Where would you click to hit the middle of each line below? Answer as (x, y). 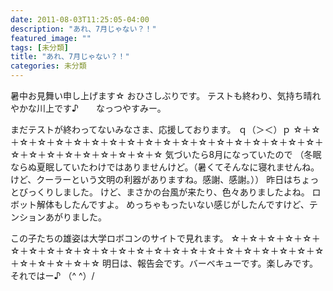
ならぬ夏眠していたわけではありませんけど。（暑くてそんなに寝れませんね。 (165, 167)
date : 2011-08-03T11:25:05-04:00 (80, 19)
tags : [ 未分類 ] (40, 47)
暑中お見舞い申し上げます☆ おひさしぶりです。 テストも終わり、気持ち (157, 95)
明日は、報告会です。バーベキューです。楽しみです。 (210, 263)
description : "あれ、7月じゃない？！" (83, 29)
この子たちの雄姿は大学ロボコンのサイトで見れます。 (119, 238)
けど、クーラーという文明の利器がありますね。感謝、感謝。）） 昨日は (151, 179)
